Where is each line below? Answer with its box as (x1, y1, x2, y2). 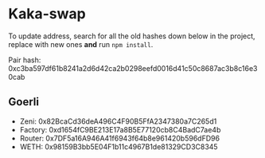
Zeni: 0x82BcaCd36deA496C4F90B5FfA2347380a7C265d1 (19, 117, 217, 126)
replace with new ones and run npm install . (8, 39, 154, 49)
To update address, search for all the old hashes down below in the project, (8, 31, 256, 41)
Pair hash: (8, 55, 41, 65)
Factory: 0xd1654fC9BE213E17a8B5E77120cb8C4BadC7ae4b (19, 124, 221, 134)
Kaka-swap (8, 5, 86, 23)
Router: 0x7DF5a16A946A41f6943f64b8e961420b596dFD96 (19, 133, 220, 143)
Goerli (8, 95, 40, 109)
